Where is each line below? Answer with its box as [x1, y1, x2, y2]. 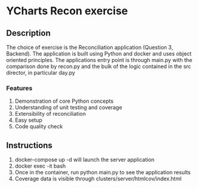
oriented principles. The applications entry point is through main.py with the [6, 57, 193, 63]
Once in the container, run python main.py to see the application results [14, 169, 191, 176]
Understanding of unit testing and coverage [14, 104, 122, 111]
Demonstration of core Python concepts [14, 97, 114, 105]
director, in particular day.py [6, 69, 76, 76]
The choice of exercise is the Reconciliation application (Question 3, [6, 44, 174, 51]
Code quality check [14, 123, 63, 130]
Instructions [6, 140, 52, 150]
